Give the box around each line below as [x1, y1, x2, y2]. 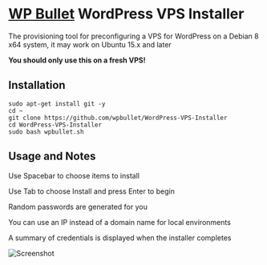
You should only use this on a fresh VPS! [8, 55, 146, 65]
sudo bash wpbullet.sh [8, 127, 84, 136]
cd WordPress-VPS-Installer [8, 121, 103, 129]
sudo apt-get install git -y [8, 99, 106, 108]
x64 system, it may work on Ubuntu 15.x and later [8, 39, 172, 49]
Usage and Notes [8, 150, 96, 163]
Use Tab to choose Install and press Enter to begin [8, 186, 175, 196]
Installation [8, 78, 66, 92]
